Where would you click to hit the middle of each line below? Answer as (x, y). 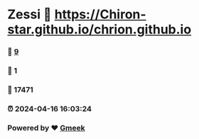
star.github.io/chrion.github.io (99, 29)
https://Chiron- (101, 15)
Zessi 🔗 (29, 15)
